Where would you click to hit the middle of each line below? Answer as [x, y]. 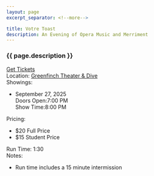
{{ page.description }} [40, 56]
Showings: [19, 82]
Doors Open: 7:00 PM [41, 100]
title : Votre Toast [31, 29]
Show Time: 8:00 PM [41, 107]
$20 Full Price [33, 130]
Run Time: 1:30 [25, 149]
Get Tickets [21, 69]
